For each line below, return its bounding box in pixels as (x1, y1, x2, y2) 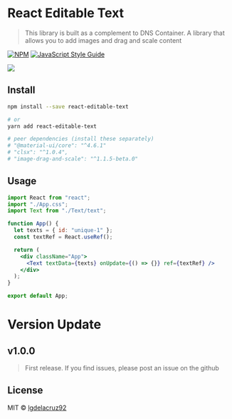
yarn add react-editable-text (7, 123, 97, 130)
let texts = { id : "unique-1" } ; (14, 227, 113, 234)
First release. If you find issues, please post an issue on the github (24, 364, 219, 373)
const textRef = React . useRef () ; (14, 233, 113, 241)
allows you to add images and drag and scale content (24, 36, 182, 44)
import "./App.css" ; (7, 201, 69, 208)
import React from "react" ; (7, 194, 91, 201)
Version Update (7, 316, 102, 333)
